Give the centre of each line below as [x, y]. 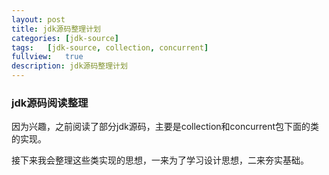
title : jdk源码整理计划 [56, 29]
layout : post [38, 19]
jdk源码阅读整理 [50, 103]
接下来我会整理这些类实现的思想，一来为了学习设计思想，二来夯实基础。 [160, 160]
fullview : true [47, 57]
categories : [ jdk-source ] [65, 38]
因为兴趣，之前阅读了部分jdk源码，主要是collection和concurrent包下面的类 [165, 127]
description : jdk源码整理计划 [69, 66]
